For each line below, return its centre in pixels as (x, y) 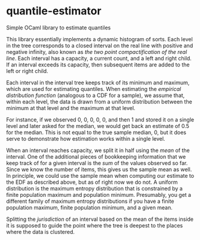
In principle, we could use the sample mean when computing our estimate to (100, 175)
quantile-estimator (54, 11)
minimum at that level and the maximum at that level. (71, 108)
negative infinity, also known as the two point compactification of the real (97, 51)
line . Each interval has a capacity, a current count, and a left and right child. (99, 58)
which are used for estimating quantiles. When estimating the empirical (94, 89)
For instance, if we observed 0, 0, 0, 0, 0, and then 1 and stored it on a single (100, 119)
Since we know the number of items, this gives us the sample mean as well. (99, 169)
